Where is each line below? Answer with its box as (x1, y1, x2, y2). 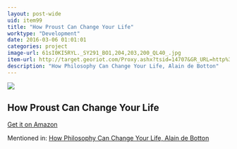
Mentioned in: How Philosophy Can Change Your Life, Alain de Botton (7, 134, 209, 143)
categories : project (7, 43, 68, 50)
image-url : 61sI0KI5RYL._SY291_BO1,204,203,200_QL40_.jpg (7, 50, 181, 57)
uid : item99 (7, 17, 42, 24)
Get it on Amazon (7, 120, 58, 129)
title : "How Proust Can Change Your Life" (7, 23, 134, 30)
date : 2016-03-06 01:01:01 (7, 37, 87, 44)
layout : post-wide (7, 10, 61, 18)
